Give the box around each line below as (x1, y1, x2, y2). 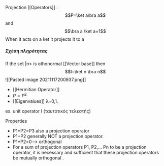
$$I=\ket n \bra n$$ (64, 68, 106, 74)
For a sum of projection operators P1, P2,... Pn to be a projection (12, 144, 147, 150)
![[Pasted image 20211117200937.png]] (5, 76, 86, 82)
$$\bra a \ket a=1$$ (64, 28, 107, 34)
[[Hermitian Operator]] (12, 86, 60, 92)
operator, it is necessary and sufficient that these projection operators (12, 149, 159, 155)
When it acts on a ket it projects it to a (5, 36, 85, 42)
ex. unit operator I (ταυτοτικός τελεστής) (5, 108, 91, 114)
